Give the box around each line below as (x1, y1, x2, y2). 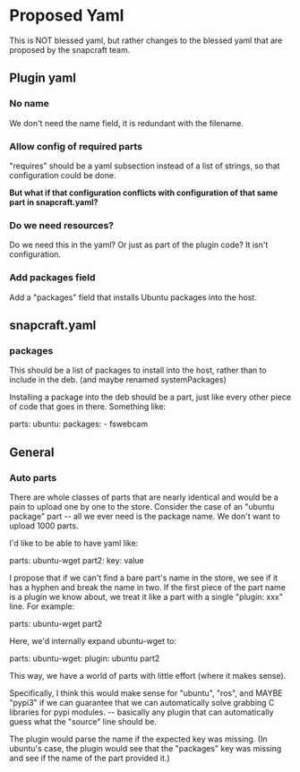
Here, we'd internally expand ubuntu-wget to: (9, 635, 177, 646)
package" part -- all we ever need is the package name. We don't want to (9, 510, 280, 521)
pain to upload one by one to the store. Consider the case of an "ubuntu (9, 501, 275, 511)
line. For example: (9, 601, 75, 612)
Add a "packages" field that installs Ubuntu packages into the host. (9, 292, 257, 303)
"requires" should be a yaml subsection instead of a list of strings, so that (9, 160, 280, 171)
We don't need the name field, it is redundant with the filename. (9, 117, 244, 128)
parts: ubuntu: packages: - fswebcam (9, 418, 149, 430)
